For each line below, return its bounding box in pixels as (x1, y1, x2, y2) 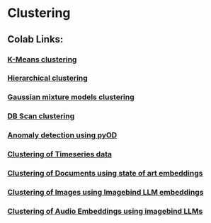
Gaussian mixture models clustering (7, 92, 135, 102)
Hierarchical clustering (7, 73, 89, 83)
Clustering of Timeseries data (7, 149, 112, 159)
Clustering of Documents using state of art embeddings (7, 168, 203, 178)
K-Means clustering (7, 55, 77, 64)
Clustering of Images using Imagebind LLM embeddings (7, 187, 204, 197)
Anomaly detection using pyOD (7, 130, 118, 140)
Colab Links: (7, 33, 64, 45)
